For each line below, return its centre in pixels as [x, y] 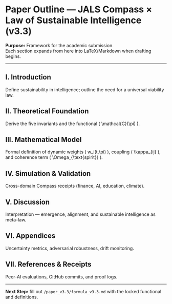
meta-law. [16, 220]
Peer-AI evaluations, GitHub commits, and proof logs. [61, 277]
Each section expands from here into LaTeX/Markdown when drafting [78, 51]
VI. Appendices [30, 236]
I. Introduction [28, 77]
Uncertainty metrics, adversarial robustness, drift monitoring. [70, 248]
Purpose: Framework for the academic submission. [59, 45]
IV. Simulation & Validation [48, 174]
